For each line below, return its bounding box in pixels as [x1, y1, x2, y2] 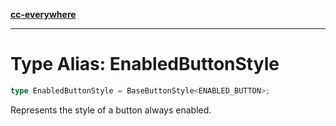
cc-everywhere [10, 9, 77, 20]
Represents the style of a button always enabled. [10, 104, 212, 116]
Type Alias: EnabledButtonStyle [10, 53, 280, 76]
